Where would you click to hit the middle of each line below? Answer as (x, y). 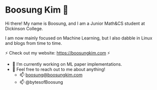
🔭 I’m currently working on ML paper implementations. (67, 64)
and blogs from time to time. (34, 43)
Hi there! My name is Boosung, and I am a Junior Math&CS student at (75, 23)
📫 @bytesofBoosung (41, 82)
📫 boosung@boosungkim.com (51, 74)
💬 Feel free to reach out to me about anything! (59, 69)
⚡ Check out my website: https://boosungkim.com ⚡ (58, 53)
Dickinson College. (24, 28)
